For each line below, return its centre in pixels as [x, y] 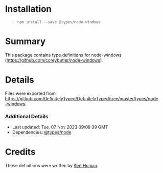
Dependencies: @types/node [42, 132]
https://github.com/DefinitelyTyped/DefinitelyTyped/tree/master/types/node [81, 98]
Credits [20, 152]
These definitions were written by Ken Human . [52, 166]
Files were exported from [30, 93]
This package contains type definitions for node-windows [63, 55]
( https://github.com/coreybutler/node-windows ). [54, 60]
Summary [25, 41]
